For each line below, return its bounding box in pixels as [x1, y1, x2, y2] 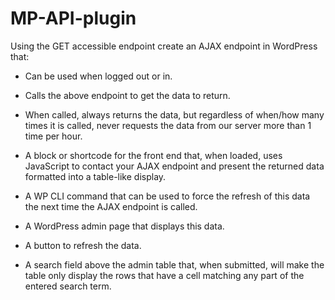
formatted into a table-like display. [24, 170, 167, 182]
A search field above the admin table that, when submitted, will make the [24, 258, 325, 271]
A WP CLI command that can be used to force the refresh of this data [24, 190, 311, 202]
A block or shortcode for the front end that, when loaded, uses [24, 149, 283, 161]
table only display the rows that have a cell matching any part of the [24, 269, 305, 281]
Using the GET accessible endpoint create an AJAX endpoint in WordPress [10, 40, 318, 52]
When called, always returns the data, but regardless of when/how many [24, 108, 325, 121]
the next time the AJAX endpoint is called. [24, 200, 198, 212]
